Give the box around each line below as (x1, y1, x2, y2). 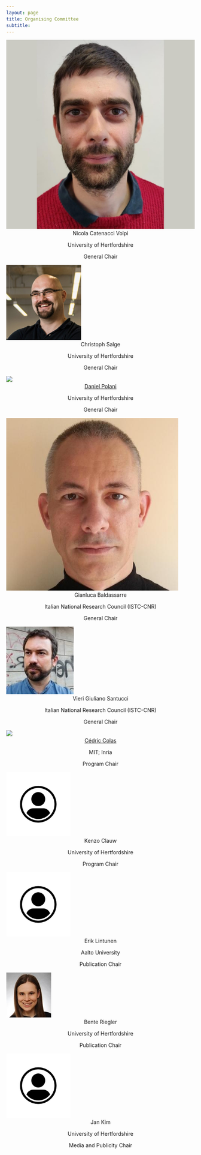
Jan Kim (90, 1118, 111, 1126)
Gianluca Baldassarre (74, 591, 127, 599)
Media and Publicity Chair (68, 1142, 133, 1149)
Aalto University (80, 949, 121, 956)
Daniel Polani (84, 383, 117, 390)
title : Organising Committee (6, 16, 79, 22)
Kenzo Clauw (84, 837, 117, 845)
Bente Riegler (83, 1018, 118, 1026)
